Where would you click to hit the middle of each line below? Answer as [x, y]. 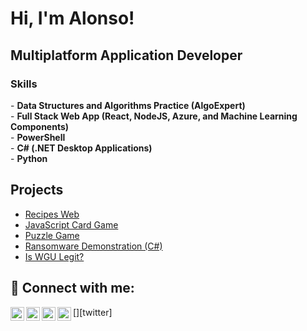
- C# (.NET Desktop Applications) [81, 148]
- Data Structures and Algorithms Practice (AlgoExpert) [128, 105]
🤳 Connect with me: [72, 288]
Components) [40, 126]
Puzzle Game [52, 235]
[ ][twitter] [93, 312]
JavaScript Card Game [71, 224]
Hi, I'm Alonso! [72, 18]
